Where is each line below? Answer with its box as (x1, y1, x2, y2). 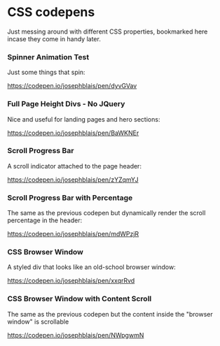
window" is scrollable (7, 317, 69, 326)
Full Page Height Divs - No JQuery (7, 99, 125, 109)
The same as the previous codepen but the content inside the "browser (7, 310, 214, 318)
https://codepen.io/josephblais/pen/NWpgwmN (7, 331, 144, 339)
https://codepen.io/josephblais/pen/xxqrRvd (7, 277, 135, 285)
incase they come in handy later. (7, 34, 102, 43)
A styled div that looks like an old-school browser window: (7, 263, 177, 271)
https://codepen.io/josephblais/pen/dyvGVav (7, 82, 137, 90)
